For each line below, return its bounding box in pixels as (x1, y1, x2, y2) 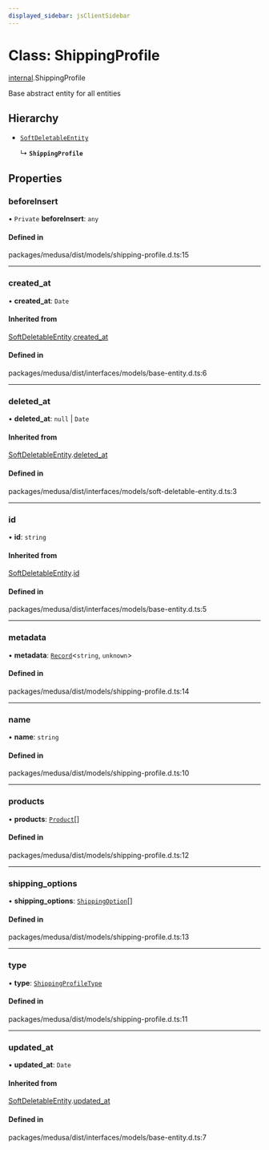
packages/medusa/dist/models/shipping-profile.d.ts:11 (8, 1014, 188, 1023)
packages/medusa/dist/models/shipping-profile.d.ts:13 (8, 932, 190, 942)
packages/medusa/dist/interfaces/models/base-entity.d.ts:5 (8, 605, 207, 614)
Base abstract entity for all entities (8, 88, 122, 98)
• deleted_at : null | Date (8, 414, 90, 423)
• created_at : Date (8, 296, 70, 306)
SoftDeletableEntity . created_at (8, 332, 109, 342)
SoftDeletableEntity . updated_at (8, 1096, 110, 1106)
